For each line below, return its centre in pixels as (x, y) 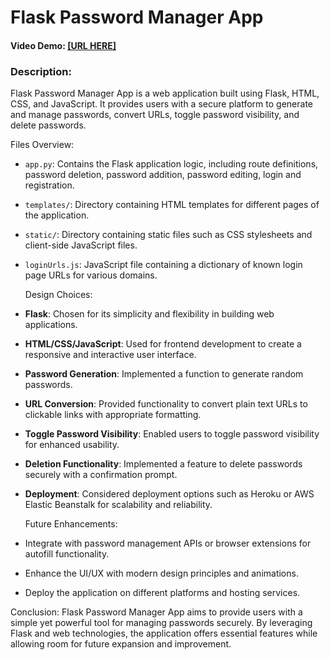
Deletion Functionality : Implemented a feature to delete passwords (163, 464)
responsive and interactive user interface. (110, 355)
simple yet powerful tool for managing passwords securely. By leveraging (161, 623)
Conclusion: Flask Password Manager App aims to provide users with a (156, 612)
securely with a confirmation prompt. (101, 475)
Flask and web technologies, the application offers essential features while (164, 633)
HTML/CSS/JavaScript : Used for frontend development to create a (163, 344)
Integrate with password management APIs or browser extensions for (168, 543)
